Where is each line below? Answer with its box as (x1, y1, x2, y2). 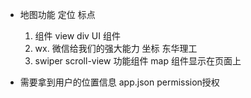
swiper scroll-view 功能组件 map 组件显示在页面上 (34, 55, 242, 67)
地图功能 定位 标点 (19, 9, 96, 20)
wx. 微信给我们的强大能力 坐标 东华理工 (34, 43, 198, 54)
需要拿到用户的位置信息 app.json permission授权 (19, 76, 220, 88)
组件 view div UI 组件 (34, 30, 121, 42)
